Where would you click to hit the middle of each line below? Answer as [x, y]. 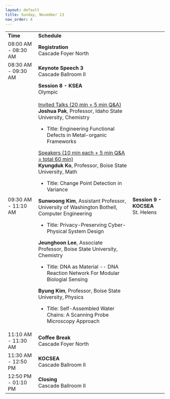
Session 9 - [147, 200]
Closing [48, 379]
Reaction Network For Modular [83, 273]
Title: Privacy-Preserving [77, 225]
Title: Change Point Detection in [84, 183]
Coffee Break [54, 338]
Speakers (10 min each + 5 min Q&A [82, 153]
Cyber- [117, 225]
